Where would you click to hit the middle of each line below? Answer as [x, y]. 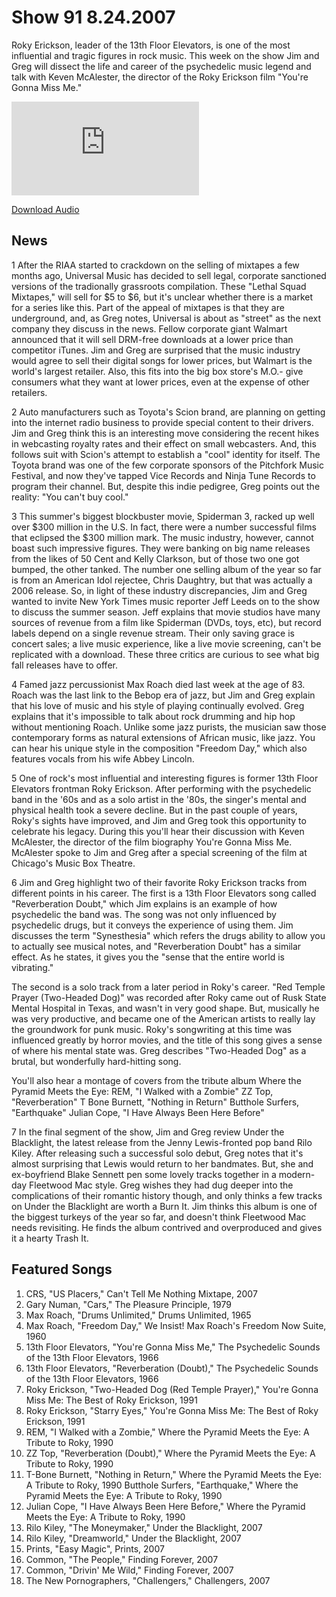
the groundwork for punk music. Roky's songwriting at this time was [152, 1029]
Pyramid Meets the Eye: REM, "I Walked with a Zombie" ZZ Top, [142, 1091]
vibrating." [32, 967]
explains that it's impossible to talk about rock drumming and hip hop [153, 716]
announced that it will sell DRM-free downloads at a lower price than [152, 339]
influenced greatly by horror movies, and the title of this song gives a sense [167, 1040]
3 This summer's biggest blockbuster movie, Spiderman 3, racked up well [163, 516]
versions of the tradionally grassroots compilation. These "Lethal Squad [159, 286]
